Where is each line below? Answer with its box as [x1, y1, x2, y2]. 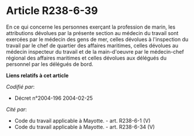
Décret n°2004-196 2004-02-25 [14, 95, 93, 102]
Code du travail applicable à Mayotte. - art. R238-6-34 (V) [14, 123, 155, 130]
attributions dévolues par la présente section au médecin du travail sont [6, 29, 179, 36]
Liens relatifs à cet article [6, 72, 69, 79]
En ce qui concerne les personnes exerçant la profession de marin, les [6, 23, 176, 30]
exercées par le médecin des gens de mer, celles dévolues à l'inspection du [6, 36, 189, 43]
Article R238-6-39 [6, 4, 98, 18]
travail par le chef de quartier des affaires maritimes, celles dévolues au [6, 42, 179, 49]
